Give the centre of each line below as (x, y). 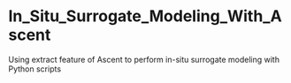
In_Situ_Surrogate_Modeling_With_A (145, 16)
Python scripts (35, 69)
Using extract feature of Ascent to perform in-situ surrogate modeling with (144, 59)
